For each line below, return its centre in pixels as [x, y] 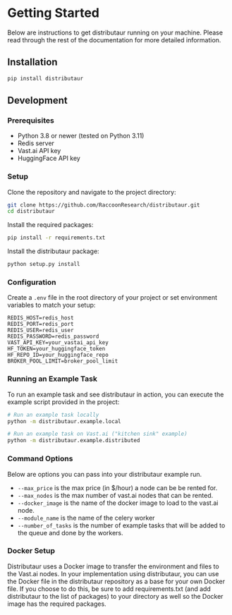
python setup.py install [44, 264]
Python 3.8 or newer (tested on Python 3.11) [81, 136]
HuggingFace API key [49, 158]
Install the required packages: [50, 225]
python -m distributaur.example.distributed [74, 441]
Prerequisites [31, 120]
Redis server [36, 143]
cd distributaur [31, 212]
